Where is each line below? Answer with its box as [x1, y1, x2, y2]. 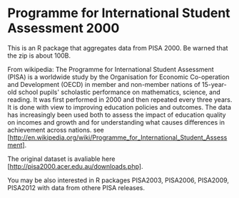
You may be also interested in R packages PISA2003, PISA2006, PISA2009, [7, 176, 230, 184]
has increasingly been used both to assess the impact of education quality [7, 110, 226, 119]
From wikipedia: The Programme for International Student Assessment [7, 65, 214, 73]
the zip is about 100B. [7, 51, 71, 60]
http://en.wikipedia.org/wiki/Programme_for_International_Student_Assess [9, 133, 228, 142]
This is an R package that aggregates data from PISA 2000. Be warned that [7, 43, 228, 52]
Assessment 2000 [7, 20, 120, 36]
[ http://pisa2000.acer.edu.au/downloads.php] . [7, 162, 144, 170]
